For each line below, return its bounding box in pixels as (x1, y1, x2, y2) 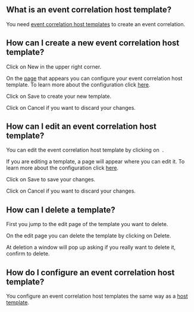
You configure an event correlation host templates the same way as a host (6, 292, 189, 300)
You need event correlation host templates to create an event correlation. (6, 20, 186, 27)
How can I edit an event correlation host (6, 122, 157, 132)
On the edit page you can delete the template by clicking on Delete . (6, 232, 171, 239)
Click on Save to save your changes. (6, 176, 96, 183)
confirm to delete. (6, 250, 50, 257)
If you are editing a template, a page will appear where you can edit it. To (6, 158, 185, 165)
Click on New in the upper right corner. (6, 63, 102, 70)
